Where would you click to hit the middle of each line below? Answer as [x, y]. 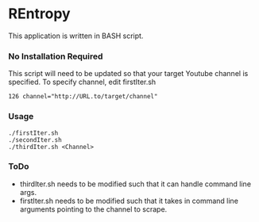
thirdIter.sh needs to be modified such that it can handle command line [135, 184]
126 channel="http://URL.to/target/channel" [83, 97]
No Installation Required [56, 56]
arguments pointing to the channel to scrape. [93, 209]
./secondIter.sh [35, 140]
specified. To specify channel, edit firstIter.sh [82, 82]
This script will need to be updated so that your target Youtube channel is [128, 74]
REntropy [39, 14]
